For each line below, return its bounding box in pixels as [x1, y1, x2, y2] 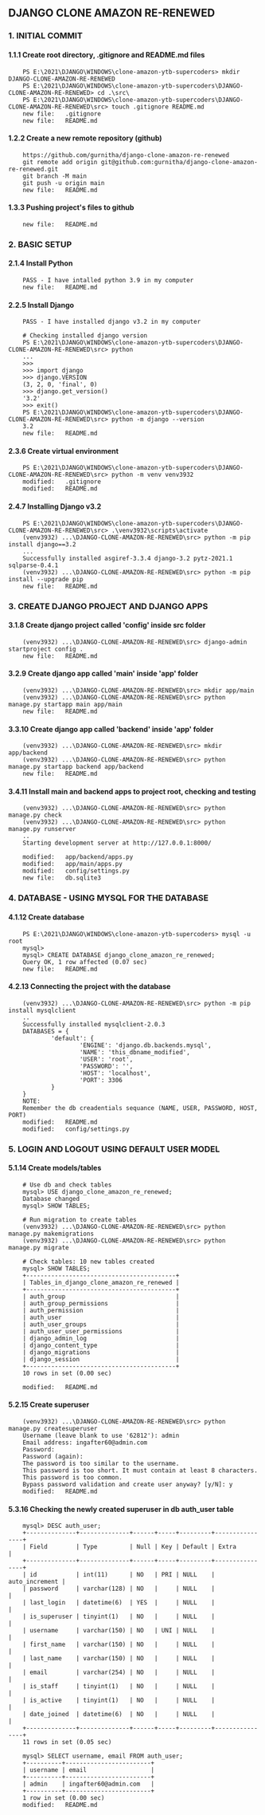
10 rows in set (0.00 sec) [22, 1369, 112, 1377]
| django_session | [22, 1355, 180, 1363]
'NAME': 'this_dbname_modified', [79, 1048, 191, 1056]
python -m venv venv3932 [111, 470, 194, 479]
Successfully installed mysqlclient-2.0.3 [22, 1020, 166, 1028]
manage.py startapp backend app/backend [8, 763, 145, 771]
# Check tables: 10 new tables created [22, 1258, 155, 1266]
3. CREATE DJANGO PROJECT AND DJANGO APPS [8, 600, 208, 612]
